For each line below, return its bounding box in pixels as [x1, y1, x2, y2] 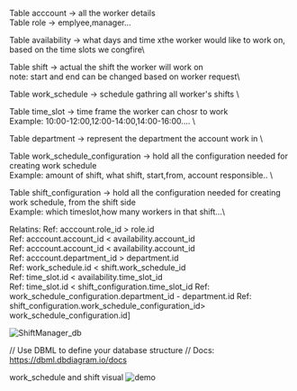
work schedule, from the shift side [9, 197, 137, 207]
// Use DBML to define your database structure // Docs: [9, 345, 215, 355]
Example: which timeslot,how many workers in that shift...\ [9, 206, 226, 217]
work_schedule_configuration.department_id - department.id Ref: [9, 291, 252, 301]
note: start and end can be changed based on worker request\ [9, 71, 240, 82]
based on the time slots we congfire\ [9, 44, 146, 55]
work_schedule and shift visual [9, 372, 124, 382]
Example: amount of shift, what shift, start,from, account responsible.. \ [9, 170, 274, 180]
